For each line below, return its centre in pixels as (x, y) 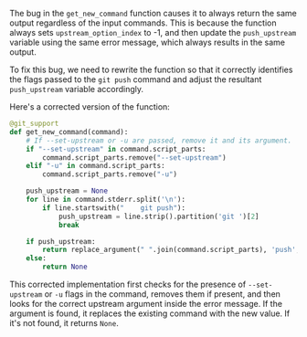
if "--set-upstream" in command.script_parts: (116, 149)
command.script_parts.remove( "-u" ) (110, 174)
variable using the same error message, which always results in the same (148, 42)
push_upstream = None (67, 191)
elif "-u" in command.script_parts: (96, 166)
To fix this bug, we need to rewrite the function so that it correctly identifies (151, 69)
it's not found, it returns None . (64, 323)
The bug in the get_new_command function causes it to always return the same (153, 13)
